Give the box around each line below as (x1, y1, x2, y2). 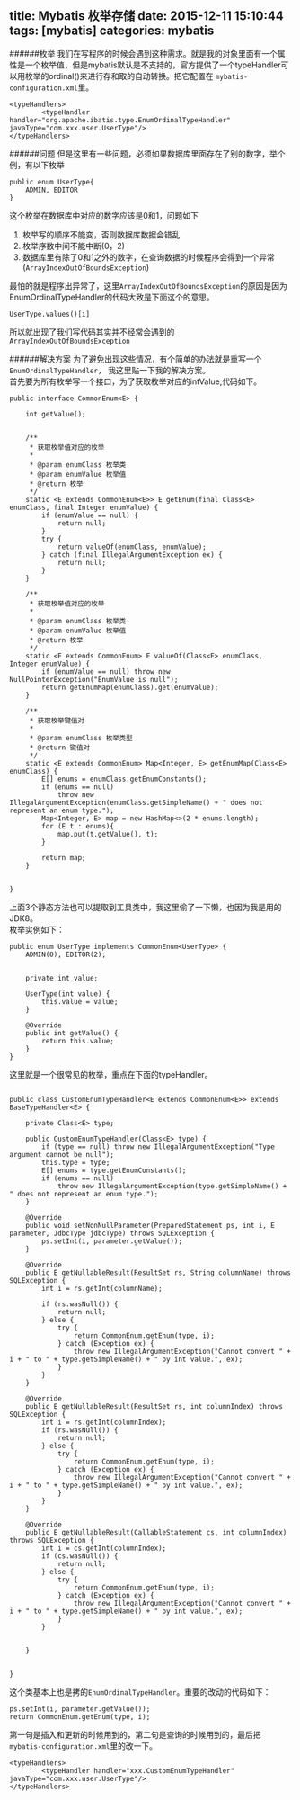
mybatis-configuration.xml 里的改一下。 (9, 1740, 157, 1751)
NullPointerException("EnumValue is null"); (9, 675, 179, 684)
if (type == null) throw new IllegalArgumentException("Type (41, 1142, 276, 1151)
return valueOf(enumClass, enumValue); (57, 542, 207, 551)
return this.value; (41, 1036, 115, 1045)
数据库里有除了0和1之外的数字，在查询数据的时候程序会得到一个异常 (22, 251, 276, 263)
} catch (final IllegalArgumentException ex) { (41, 550, 223, 560)
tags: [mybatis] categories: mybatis (9, 23, 215, 39)
